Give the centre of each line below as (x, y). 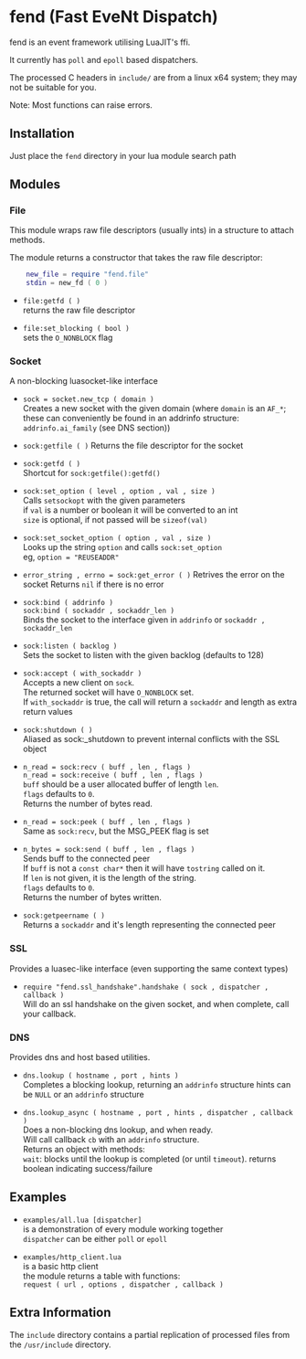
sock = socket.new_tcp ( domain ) (88, 399)
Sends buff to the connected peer (86, 859)
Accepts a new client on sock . (79, 683)
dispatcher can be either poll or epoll (95, 1238)
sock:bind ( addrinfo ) (68, 603)
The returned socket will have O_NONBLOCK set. (108, 693)
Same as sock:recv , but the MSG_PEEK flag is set (116, 831)
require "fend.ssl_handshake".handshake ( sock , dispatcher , (146, 987)
